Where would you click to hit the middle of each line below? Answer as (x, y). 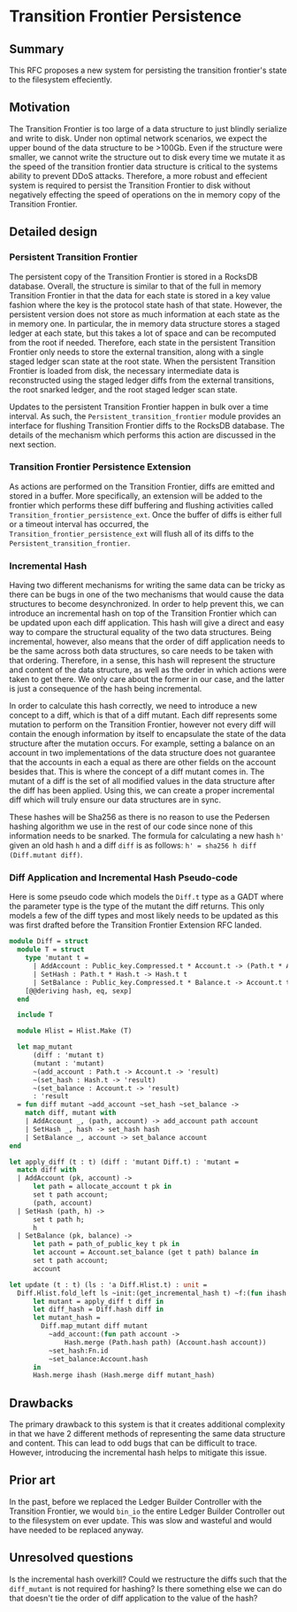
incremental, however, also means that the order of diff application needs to (147, 642)
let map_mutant (45, 1047)
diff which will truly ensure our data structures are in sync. (115, 800)
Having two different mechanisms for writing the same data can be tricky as (147, 585)
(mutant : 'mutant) (68, 1063)
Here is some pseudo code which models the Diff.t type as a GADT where (147, 897)
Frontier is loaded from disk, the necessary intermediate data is (125, 370)
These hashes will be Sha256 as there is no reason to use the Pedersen (140, 818)
